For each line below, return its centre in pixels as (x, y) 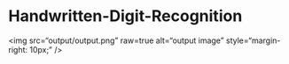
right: (18, 49)
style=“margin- (253, 40)
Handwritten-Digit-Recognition (125, 16)
